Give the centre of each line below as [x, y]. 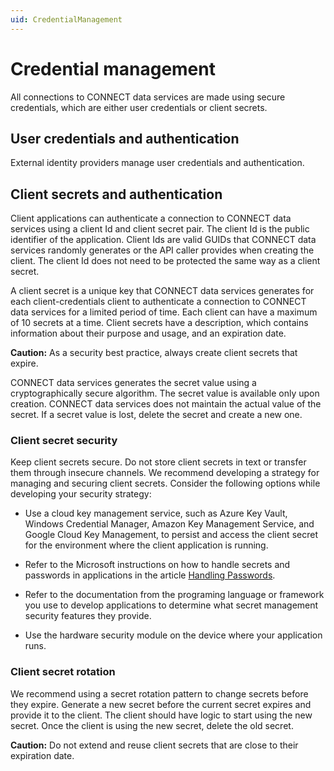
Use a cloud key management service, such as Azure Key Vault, [156, 513]
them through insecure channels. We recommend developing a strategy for [165, 473]
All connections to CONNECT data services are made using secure [148, 97]
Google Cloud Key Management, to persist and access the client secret [171, 535]
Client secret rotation [63, 672]
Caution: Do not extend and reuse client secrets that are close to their [154, 745]
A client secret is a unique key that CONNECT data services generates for [162, 291]
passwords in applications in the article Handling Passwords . [150, 575]
